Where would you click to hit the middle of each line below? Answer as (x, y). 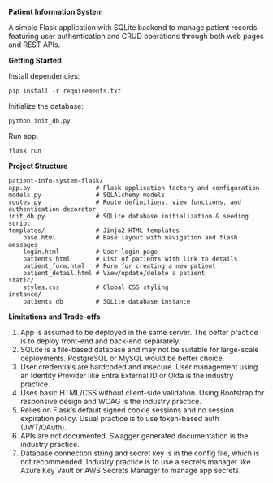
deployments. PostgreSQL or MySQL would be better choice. (122, 358)
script (19, 223)
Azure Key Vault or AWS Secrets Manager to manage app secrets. (130, 470)
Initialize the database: (46, 106)
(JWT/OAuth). (43, 427)
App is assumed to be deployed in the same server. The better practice (139, 332)
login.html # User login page (91, 252)
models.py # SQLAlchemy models (87, 195)
